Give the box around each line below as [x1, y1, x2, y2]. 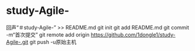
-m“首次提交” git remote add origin [6, 31, 90, 38]
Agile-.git [6, 38, 29, 45]
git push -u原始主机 [29, 38, 77, 45]
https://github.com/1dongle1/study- [90, 31, 176, 38]
